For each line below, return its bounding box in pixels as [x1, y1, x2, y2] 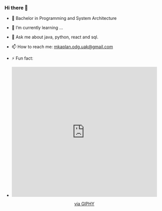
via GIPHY [74, 201, 95, 207]
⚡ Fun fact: [11, 55, 33, 61]
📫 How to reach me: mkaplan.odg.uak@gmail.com [11, 44, 113, 50]
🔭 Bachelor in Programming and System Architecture [11, 16, 117, 21]
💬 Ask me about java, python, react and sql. [11, 34, 99, 40]
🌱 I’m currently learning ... [11, 25, 63, 31]
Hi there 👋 [4, 4, 29, 11]
